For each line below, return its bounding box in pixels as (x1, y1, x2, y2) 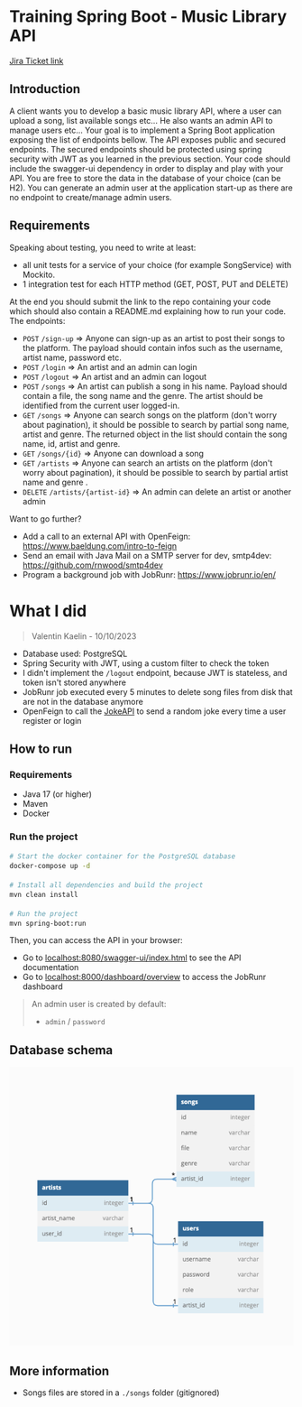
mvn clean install (9, 890, 78, 899)
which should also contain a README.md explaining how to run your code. (9, 305, 287, 317)
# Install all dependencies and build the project (9, 881, 204, 890)
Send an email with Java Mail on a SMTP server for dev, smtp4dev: (22, 550, 272, 560)
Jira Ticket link (9, 55, 64, 66)
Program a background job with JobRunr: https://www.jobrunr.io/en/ (22, 569, 277, 579)
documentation (22, 962, 79, 973)
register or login (22, 715, 82, 726)
